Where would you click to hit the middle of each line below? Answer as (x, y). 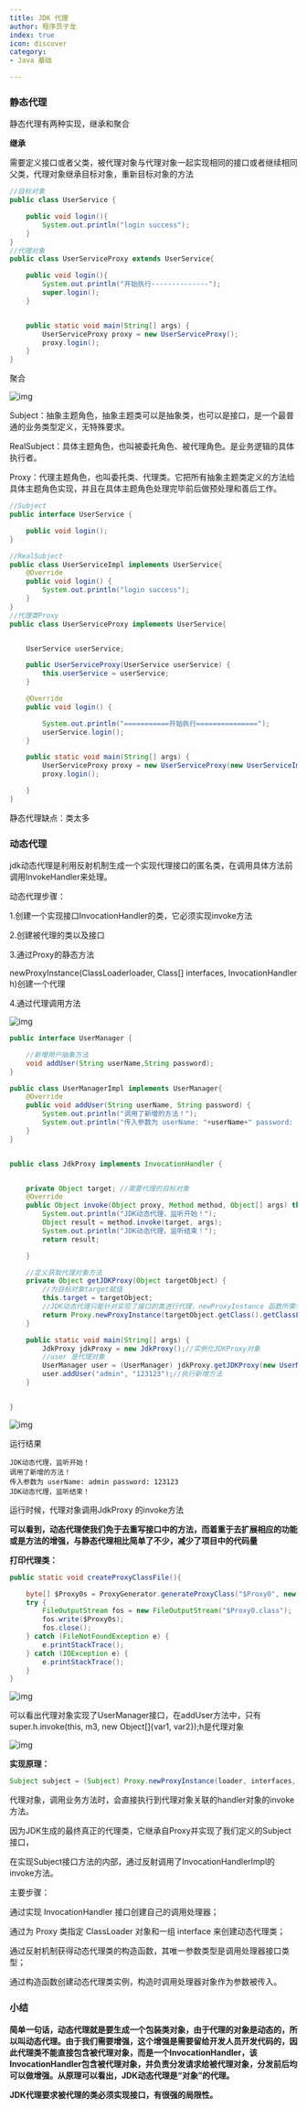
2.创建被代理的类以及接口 (57, 935)
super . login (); (71, 293)
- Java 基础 (31, 60)
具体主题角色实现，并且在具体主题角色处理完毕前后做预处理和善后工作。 (145, 489)
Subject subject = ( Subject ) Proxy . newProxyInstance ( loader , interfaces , (153, 1781)
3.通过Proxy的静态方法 (52, 955)
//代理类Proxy (34, 615)
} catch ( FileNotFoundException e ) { (98, 1637)
